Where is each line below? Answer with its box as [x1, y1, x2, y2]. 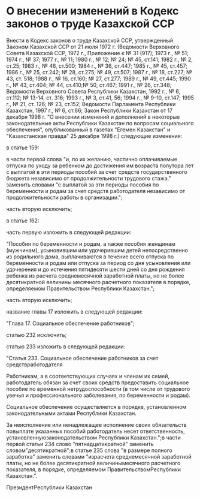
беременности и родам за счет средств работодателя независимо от [6, 187, 186, 194]
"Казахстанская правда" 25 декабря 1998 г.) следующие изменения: [6, 132, 183, 139]
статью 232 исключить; [6, 331, 67, 338]
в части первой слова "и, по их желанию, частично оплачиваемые [6, 155, 178, 162]
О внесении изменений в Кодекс [6, 4, 179, 18]
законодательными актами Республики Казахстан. [6, 409, 137, 417]
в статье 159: [6, 144, 40, 151]
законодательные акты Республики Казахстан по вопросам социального [6, 119, 194, 126]
